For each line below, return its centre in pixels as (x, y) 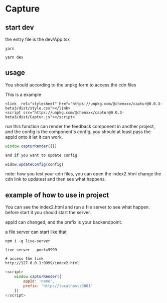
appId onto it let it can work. (34, 137)
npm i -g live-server (28, 241)
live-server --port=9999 (31, 250)
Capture (23, 9)
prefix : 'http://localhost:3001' (58, 286)
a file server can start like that (36, 232)
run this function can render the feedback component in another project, (80, 126)
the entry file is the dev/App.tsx (38, 39)
